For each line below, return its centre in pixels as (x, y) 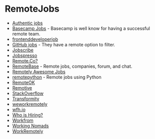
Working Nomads (30, 126)
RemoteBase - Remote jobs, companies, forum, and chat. (72, 66)
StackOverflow (28, 93)
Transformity (25, 99)
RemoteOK (23, 82)
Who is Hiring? (28, 115)
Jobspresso (25, 55)
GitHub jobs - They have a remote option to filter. (63, 44)
